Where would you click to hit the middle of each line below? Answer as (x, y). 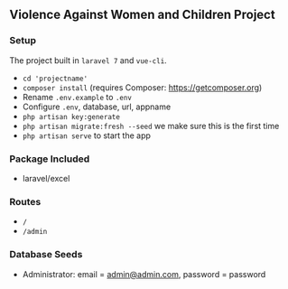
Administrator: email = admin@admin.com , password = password (144, 274)
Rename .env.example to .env (77, 97)
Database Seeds (46, 255)
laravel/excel (46, 178)
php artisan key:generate (71, 117)
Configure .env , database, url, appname (97, 107)
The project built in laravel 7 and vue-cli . (88, 60)
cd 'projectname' (55, 79)
